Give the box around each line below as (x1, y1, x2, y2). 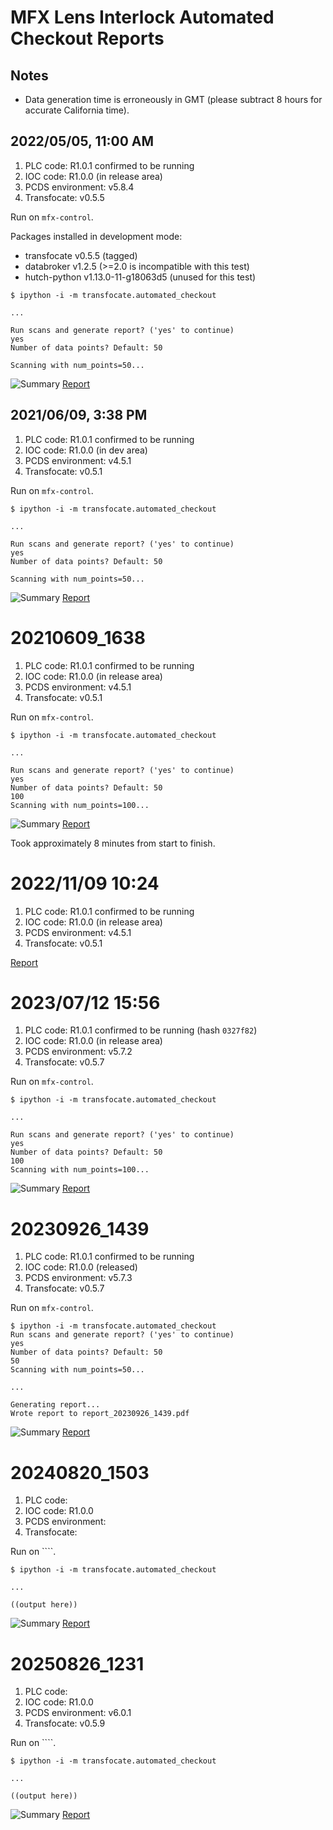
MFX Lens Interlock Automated (10, 6, 275, 29)
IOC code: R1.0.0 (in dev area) (24, 444, 148, 456)
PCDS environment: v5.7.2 (24, 1046, 133, 1058)
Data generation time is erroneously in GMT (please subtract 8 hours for (24, 94, 323, 105)
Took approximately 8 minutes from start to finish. (10, 837, 216, 849)
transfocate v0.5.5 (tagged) (24, 249, 138, 261)
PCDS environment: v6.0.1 (24, 1707, 132, 1719)
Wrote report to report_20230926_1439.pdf (10, 1409, 190, 1419)
